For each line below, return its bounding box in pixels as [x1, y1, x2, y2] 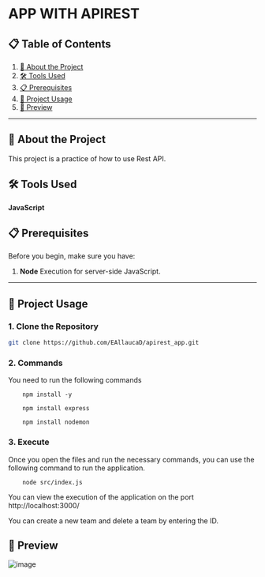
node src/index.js [22, 478, 83, 486]
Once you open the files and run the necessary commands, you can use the [8, 454, 255, 464]
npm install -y [22, 390, 73, 399]
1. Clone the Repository [8, 321, 99, 332]
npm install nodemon [22, 418, 90, 427]
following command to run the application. [8, 463, 146, 473]
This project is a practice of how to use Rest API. [8, 153, 166, 163]
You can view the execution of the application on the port [8, 492, 195, 502]
